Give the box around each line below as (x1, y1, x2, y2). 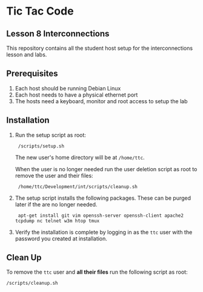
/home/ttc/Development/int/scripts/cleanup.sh (18, 183, 138, 189)
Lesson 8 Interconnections (6, 29, 110, 39)
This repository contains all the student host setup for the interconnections (6, 44, 193, 52)
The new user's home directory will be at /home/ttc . (15, 154, 145, 161)
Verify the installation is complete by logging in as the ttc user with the (15, 228, 193, 236)
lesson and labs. (6, 51, 47, 58)
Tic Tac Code (6, 4, 74, 18)
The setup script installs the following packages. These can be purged (15, 194, 191, 202)
